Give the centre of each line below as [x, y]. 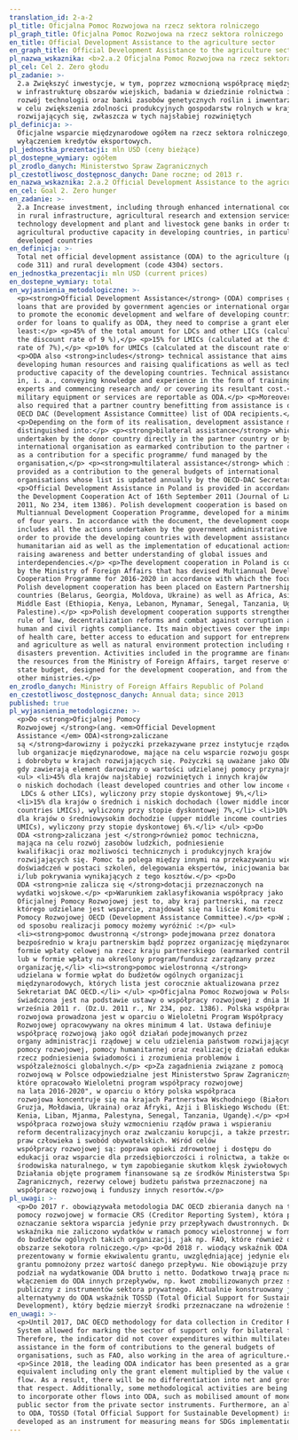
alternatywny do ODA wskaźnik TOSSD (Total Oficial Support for [138, 1298]
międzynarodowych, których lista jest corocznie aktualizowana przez [148, 984]
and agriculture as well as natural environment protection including [150, 645]
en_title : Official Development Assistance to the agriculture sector [142, 42]
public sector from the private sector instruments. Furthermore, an [148, 1404]
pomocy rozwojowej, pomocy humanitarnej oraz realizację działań [141, 1050]
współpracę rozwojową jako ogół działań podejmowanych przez [133, 1033]
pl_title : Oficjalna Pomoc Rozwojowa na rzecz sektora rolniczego [134, 26]
